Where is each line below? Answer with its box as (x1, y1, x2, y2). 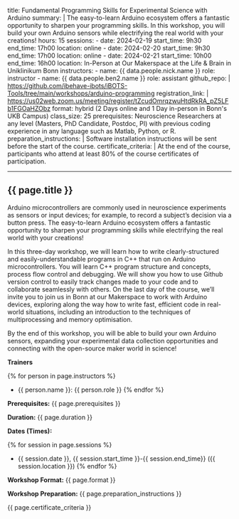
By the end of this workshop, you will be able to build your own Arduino (7, 328, 217, 337)
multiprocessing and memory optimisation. (7, 315, 133, 323)
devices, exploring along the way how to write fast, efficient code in (7, 300, 206, 309)
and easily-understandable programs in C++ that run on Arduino (7, 255, 196, 263)
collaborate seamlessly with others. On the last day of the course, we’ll (7, 284, 215, 294)
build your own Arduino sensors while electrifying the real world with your (7, 28, 224, 37)
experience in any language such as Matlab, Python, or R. (7, 127, 176, 135)
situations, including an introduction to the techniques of (25, 307, 191, 316)
